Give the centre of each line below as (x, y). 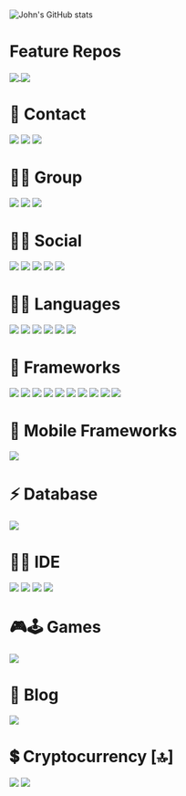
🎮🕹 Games (56, 627)
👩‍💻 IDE (35, 562)
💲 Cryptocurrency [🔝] (92, 756)
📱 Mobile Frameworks (93, 431)
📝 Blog (34, 695)
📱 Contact (48, 115)
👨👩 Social (46, 241)
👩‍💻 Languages (65, 304)
